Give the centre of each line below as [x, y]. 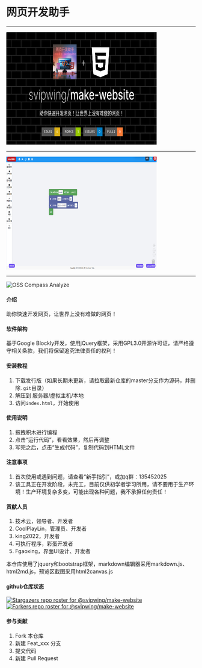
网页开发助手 [38, 12]
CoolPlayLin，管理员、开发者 [51, 529]
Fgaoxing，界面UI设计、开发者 [53, 551]
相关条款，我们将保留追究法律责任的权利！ [64, 351]
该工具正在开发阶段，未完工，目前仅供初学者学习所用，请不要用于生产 [102, 484]
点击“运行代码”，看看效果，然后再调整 [62, 439]
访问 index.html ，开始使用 [47, 403]
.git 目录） [34, 388]
